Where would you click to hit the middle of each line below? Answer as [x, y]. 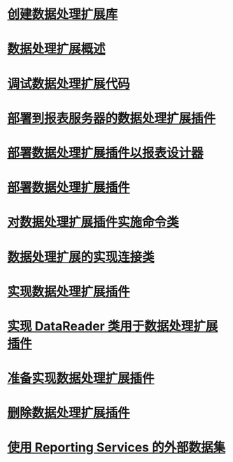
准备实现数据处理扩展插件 [81, 378]
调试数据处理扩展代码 [69, 84]
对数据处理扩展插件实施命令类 [93, 222]
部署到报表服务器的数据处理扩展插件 [112, 118]
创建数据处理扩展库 [63, 14]
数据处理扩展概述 [57, 49]
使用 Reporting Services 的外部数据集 [116, 448]
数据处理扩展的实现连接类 [81, 257]
